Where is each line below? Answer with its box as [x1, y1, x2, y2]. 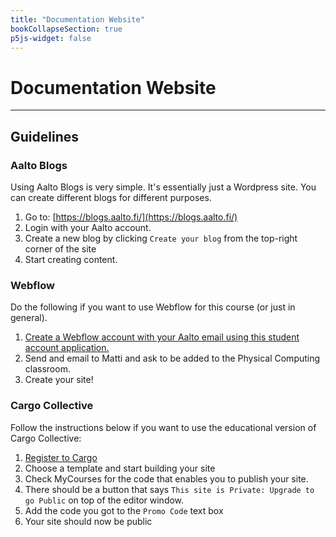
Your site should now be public [24, 515, 153, 527]
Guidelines [10, 128, 79, 145]
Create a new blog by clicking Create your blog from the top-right [24, 232, 298, 244]
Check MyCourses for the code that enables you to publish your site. [24, 472, 309, 485]
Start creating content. [24, 254, 118, 265]
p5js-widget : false [10, 33, 92, 43]
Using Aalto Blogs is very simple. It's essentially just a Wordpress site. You [10, 181, 317, 193]
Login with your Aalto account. [24, 222, 152, 233]
